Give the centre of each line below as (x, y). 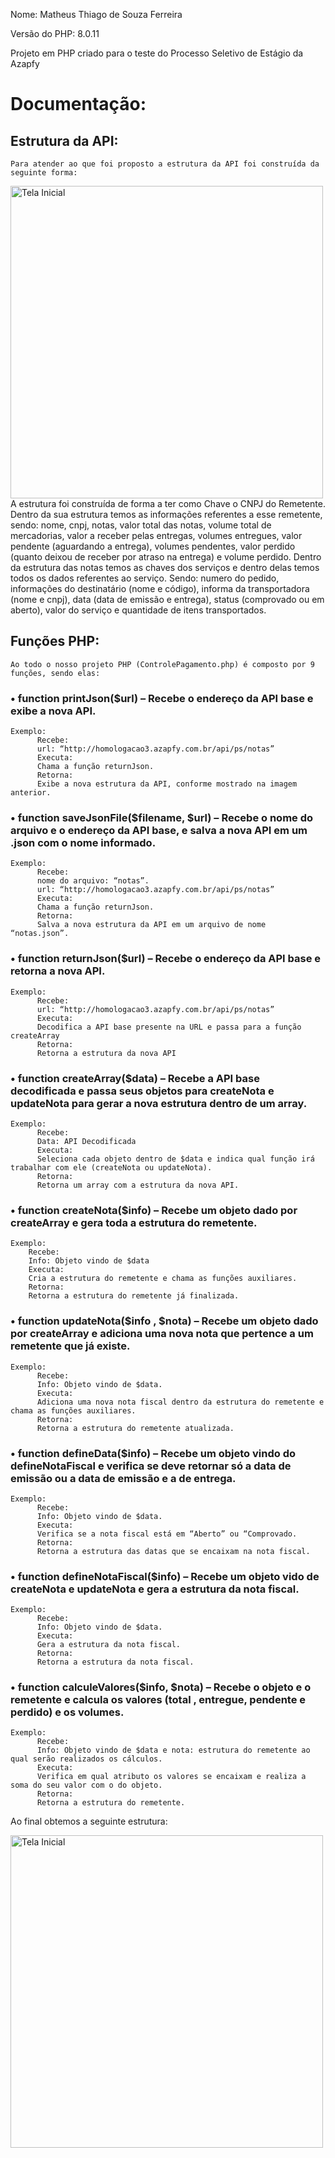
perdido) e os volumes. (67, 1712)
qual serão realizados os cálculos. (86, 1759)
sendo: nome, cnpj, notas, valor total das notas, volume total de (141, 525)
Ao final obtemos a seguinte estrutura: (89, 1821)
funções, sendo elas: (55, 673)
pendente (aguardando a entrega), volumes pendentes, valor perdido (153, 546)
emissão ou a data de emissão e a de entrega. (123, 1478)
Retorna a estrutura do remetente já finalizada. (134, 1296)
